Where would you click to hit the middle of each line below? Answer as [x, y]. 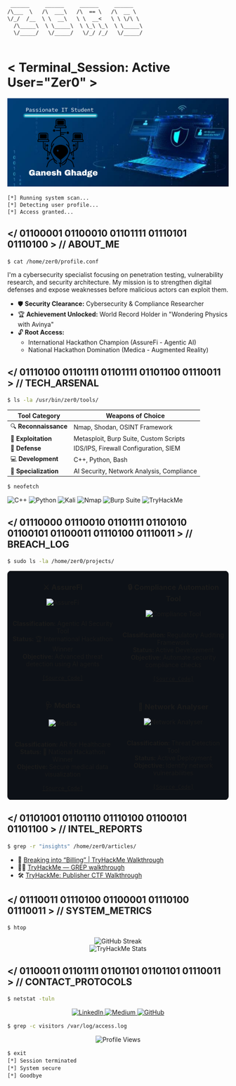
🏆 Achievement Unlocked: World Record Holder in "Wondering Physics [123, 314]
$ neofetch [23, 487]
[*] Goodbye [25, 1075]
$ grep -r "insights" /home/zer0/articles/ [72, 846]
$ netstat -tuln [31, 999]
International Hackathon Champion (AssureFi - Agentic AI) [112, 342]
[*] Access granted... [40, 212]
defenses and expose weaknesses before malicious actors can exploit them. [118, 290]
